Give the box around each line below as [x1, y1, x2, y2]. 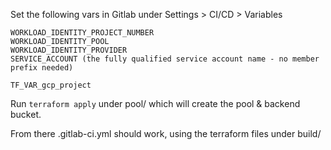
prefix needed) [10, 63, 74, 73]
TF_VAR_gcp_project [10, 80, 92, 90]
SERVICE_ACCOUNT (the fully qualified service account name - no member [10, 54, 320, 64]
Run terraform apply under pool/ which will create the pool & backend [10, 98, 301, 109]
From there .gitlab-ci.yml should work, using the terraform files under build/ [10, 128, 322, 139]
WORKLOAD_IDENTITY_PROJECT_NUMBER [10, 28, 155, 38]
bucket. [10, 109, 42, 120]
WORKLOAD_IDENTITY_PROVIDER [10, 45, 128, 55]
